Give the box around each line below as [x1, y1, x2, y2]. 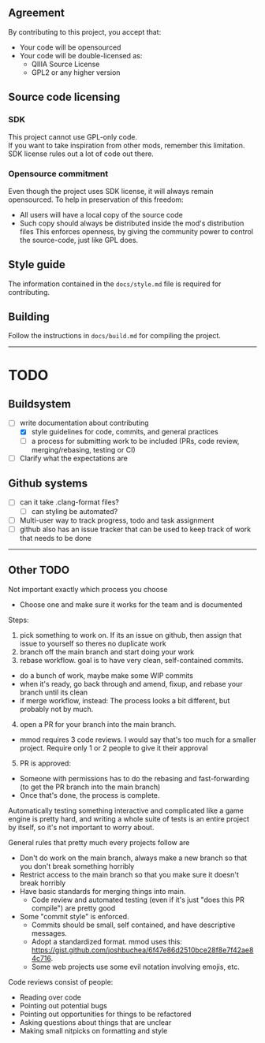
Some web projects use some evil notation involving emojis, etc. [31, 962, 241, 971]
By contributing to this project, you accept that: [8, 27, 162, 36]
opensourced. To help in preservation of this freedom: [8, 195, 184, 204]
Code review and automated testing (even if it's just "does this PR [31, 895, 244, 904]
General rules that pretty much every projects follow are [8, 837, 190, 847]
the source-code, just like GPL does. [19, 235, 139, 244]
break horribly [19, 878, 66, 888]
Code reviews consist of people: [8, 977, 114, 986]
